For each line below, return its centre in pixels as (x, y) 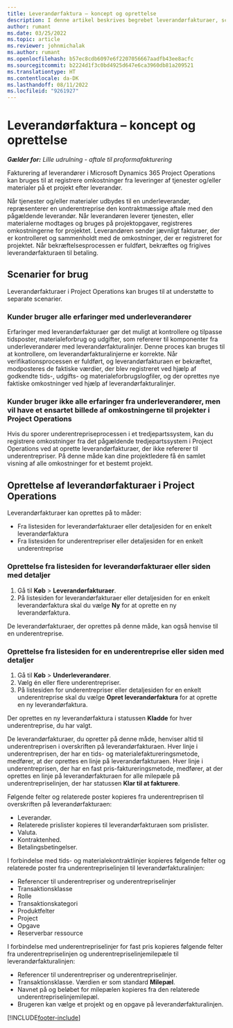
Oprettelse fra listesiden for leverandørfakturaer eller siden (109, 567)
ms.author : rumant (34, 53)
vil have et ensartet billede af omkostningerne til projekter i (109, 411)
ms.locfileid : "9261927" (43, 91)
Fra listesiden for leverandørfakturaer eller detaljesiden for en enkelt (114, 527)
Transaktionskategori (48, 903)
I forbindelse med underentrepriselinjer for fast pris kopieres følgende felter (115, 946)
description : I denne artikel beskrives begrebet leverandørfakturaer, (113, 20)
